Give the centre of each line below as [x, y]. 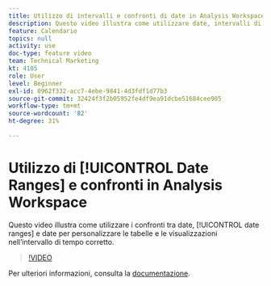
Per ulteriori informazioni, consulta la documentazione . [100, 273]
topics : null [30, 38]
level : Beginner [35, 83]
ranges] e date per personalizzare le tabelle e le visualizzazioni [113, 233]
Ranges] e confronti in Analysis [116, 185]
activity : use [32, 46]
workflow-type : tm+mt [45, 106]
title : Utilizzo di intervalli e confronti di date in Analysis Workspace [137, 16]
